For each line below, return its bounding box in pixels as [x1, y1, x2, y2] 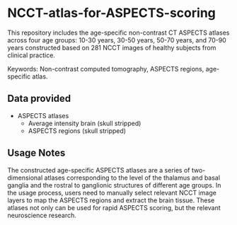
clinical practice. [7, 51, 55, 59]
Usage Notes [7, 147, 66, 159]
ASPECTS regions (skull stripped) [28, 126, 126, 135]
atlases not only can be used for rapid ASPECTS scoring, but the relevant [7, 203, 221, 212]
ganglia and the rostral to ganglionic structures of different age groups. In [7, 180, 221, 189]
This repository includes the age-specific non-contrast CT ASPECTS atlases [7, 28, 230, 37]
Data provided [7, 93, 71, 105]
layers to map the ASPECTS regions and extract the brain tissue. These [7, 196, 215, 204]
